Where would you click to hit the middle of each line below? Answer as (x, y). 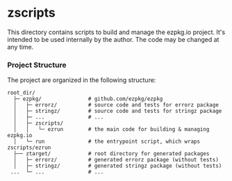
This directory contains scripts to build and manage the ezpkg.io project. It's (116, 32)
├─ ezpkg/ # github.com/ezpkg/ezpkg (88, 99)
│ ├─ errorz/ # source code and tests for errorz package (116, 105)
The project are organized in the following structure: (82, 80)
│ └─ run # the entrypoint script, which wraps (107, 142)
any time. (20, 47)
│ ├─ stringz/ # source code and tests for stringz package (118, 111)
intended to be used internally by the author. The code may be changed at (113, 39)
